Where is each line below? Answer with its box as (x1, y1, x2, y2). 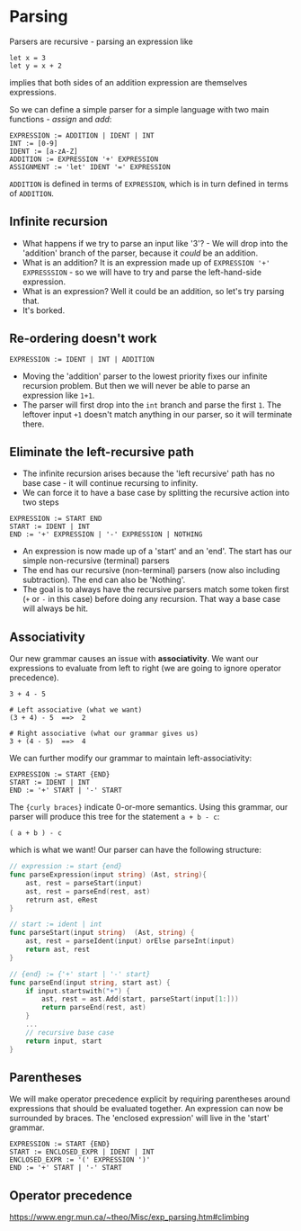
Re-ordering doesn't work (9, 331, 157, 346)
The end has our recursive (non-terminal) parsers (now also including (22, 565, 280, 576)
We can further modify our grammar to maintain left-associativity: (9, 753, 252, 764)
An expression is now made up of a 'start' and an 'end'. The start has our (22, 546, 292, 557)
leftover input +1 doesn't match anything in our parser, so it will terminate (22, 409, 293, 419)
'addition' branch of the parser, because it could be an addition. (22, 247, 259, 258)
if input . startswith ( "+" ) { (25, 986, 130, 995)
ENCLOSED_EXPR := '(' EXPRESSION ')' (9, 1155, 151, 1164)
